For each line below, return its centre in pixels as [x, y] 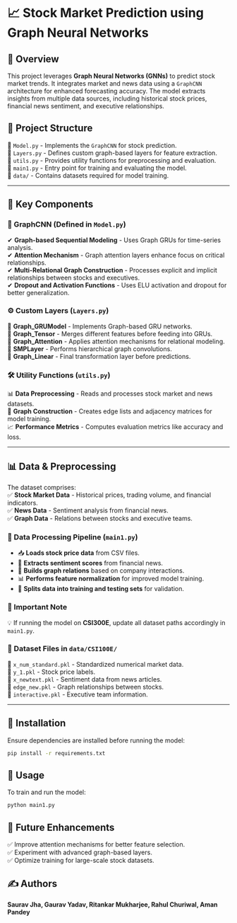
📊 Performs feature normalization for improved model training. [111, 579]
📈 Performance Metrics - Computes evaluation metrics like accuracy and [115, 427]
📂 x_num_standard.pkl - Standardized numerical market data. [96, 664]
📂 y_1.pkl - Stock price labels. [51, 672]
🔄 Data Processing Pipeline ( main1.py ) [73, 537]
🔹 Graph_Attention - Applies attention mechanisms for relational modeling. [116, 341]
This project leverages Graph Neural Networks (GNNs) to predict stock [111, 76]
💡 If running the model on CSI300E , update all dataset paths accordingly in [116, 622]
